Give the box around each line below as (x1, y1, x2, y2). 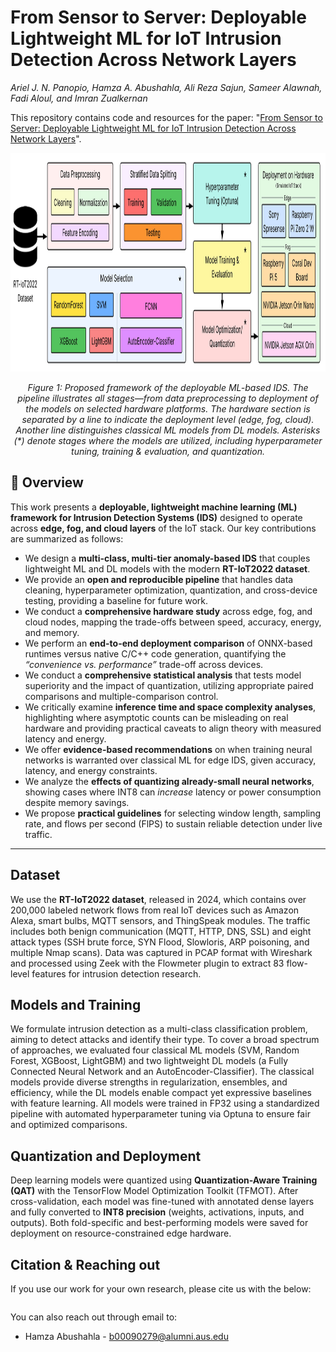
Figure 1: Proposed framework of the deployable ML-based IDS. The (27, 381, 309, 393)
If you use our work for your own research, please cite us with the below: (10, 1283, 312, 1295)
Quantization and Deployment (10, 1147, 202, 1165)
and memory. (24, 626, 80, 638)
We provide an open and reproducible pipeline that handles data (24, 573, 294, 585)
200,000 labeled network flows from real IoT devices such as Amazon (10, 904, 300, 916)
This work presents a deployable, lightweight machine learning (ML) (10, 501, 298, 513)
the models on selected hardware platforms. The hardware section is (25, 402, 311, 415)
